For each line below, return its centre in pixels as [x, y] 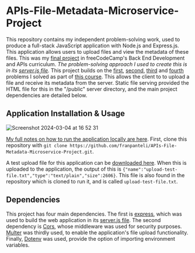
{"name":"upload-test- [150, 169]
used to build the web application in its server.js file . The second [83, 220]
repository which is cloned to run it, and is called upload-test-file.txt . [92, 181]
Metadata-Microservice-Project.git [49, 152]
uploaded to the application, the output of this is [64, 169]
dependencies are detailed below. [47, 95]
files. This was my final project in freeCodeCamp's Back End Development [95, 58]
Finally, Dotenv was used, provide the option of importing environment [90, 238]
